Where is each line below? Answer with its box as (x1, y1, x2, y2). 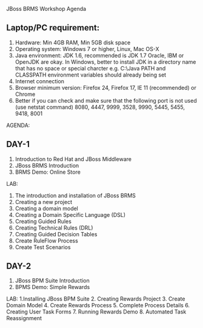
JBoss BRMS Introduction (15, 162, 79, 169)
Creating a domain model (15, 205, 79, 212)
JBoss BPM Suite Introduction (15, 277, 90, 284)
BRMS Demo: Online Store (15, 168, 81, 176)
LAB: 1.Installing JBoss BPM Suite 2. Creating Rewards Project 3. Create (6, 295, 185, 302)
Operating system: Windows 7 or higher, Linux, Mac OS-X (15, 45, 159, 52)
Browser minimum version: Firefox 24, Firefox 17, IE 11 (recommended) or (15, 84, 197, 91)
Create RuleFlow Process (15, 237, 79, 244)
